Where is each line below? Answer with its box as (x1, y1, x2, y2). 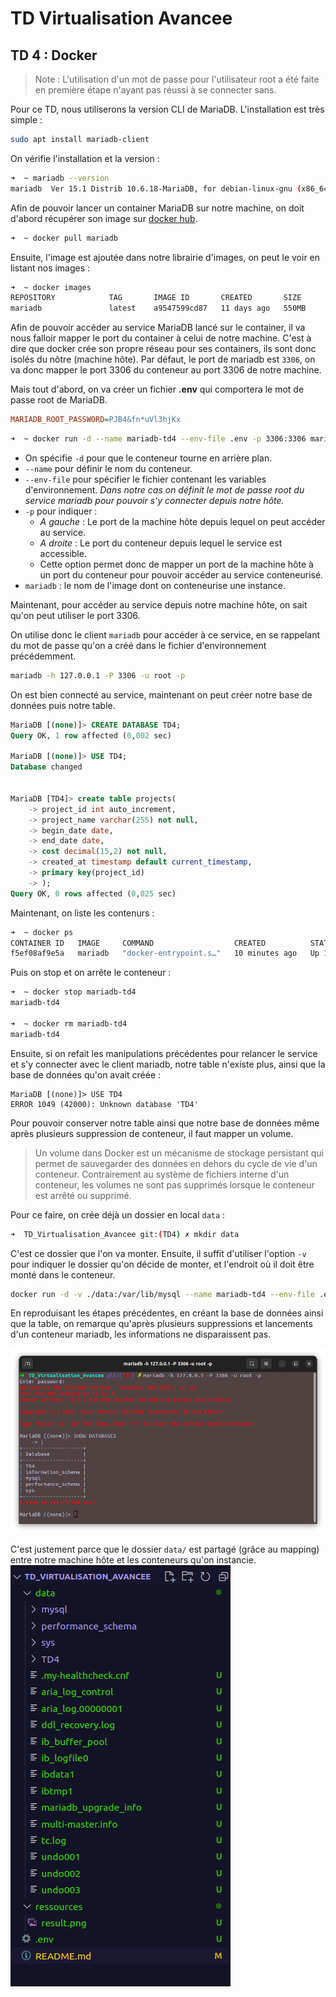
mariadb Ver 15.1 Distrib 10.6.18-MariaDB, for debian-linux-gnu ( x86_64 (10, 183, 329, 194)
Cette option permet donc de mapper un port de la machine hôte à (39, 558, 314, 570)
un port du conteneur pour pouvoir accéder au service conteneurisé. (39, 568, 324, 581)
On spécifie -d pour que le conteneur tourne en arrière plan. (24, 452, 273, 464)
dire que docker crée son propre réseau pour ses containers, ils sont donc (10, 343, 317, 355)
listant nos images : (10, 262, 91, 274)
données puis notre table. (10, 699, 116, 711)
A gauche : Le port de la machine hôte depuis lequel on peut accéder (39, 515, 326, 527)
